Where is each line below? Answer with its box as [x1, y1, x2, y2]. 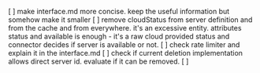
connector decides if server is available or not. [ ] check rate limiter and [8, 40, 240, 49]
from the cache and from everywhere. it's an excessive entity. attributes [8, 24, 242, 32]
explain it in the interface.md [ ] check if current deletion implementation [8, 49, 243, 57]
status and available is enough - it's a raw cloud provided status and [8, 31, 230, 41]
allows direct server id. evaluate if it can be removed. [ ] [8, 57, 189, 66]
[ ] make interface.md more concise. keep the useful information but [8, 7, 230, 16]
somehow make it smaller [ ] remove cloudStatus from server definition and [8, 15, 253, 24]
